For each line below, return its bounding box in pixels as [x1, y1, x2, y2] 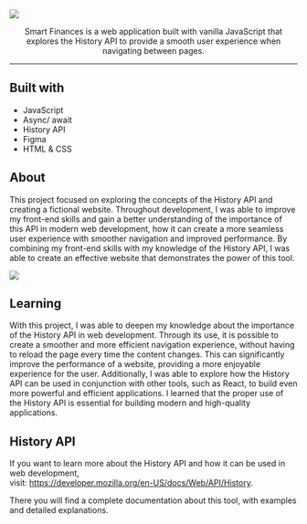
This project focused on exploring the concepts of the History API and [9, 194, 273, 204]
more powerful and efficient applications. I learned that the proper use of [9, 388, 284, 399]
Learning [9, 296, 62, 311]
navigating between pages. [101, 46, 206, 56]
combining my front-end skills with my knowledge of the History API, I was [9, 242, 291, 254]
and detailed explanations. [9, 505, 109, 516]
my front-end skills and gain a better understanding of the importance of [9, 214, 283, 225]
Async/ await [22, 114, 73, 125]
